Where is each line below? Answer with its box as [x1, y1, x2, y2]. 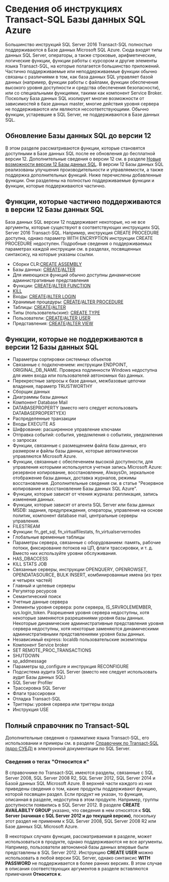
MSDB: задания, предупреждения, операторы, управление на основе [12, 507, 163, 513]
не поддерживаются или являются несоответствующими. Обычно [5, 106, 149, 112]
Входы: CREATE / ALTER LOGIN [12, 293, 76, 299]
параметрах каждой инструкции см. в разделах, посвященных [5, 245, 141, 252]
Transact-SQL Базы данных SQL [5, 14, 146, 25]
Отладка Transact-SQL [12, 696, 61, 702]
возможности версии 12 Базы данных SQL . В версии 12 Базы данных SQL [5, 161, 164, 167]
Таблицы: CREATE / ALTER [12, 304, 66, 310]
